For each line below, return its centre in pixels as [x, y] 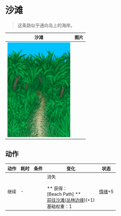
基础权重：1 [59, 206]
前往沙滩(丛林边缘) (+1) [71, 200]
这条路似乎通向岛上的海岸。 [46, 25]
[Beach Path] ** [64, 194]
